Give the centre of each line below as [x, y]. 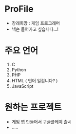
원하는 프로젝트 [33, 107]
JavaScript [22, 86]
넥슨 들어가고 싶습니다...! [35, 29]
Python [19, 70]
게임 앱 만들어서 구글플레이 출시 [41, 122]
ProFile [19, 9]
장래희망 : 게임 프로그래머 [36, 23]
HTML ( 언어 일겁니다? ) [35, 80]
